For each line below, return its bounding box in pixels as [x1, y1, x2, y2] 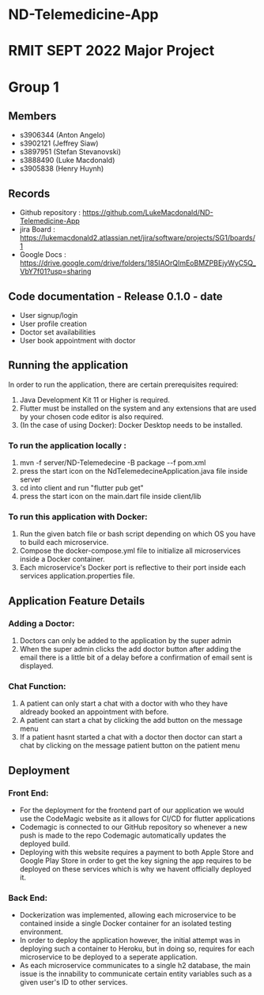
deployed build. [19, 839, 71, 849]
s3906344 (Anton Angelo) [19, 131, 106, 140]
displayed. [19, 661, 54, 671]
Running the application [8, 358, 129, 373]
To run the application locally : [8, 440, 127, 451]
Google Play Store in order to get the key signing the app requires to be [19, 856, 252, 865]
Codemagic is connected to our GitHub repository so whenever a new [19, 823, 247, 832]
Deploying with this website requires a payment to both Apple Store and [19, 848, 255, 857]
